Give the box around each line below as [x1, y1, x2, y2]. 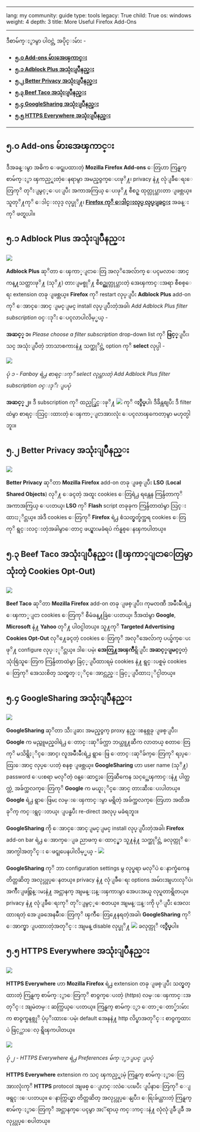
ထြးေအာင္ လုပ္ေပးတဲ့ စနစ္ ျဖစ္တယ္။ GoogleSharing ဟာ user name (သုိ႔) [6, 762, 189, 769]
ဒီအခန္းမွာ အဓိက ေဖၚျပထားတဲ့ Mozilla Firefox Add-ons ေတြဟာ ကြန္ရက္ [6, 164, 187, 171]
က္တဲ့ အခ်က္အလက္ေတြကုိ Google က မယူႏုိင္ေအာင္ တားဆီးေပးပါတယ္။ [6, 785, 180, 792]
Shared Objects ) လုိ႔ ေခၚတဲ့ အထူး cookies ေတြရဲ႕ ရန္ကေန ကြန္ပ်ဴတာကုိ [6, 490, 183, 498]
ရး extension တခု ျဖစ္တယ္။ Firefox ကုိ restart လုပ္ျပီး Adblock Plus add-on [6, 290, 191, 297]
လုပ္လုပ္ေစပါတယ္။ [6, 1117, 51, 1124]
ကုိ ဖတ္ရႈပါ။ [6, 210, 36, 217]
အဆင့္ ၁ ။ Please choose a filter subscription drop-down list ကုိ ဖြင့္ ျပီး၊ [6, 330, 189, 338]
